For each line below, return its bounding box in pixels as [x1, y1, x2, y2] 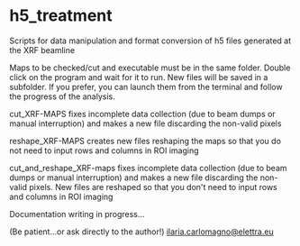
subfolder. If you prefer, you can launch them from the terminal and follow [9, 81, 283, 92]
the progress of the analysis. [9, 91, 115, 102]
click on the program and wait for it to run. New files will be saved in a [9, 71, 268, 82]
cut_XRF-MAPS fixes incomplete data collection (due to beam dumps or [9, 108, 277, 119]
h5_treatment [9, 5, 113, 26]
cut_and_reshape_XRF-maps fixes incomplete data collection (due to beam [9, 162, 287, 173]
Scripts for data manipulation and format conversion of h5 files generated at [9, 35, 292, 46]
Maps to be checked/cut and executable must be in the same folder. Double [9, 62, 291, 73]
